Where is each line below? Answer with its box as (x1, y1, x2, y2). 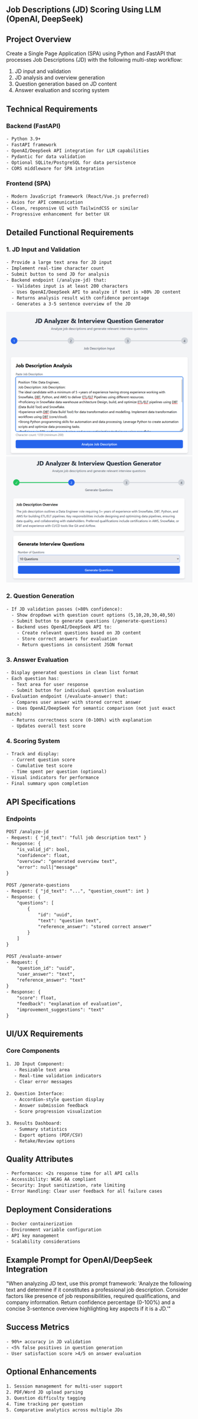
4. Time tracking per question (6, 1401, 83, 1407)
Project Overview (6, 34, 72, 44)
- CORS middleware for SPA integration (6, 166, 105, 172)
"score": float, (17, 995, 57, 1001)
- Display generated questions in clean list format (6, 669, 139, 675)
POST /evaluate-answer (6, 953, 62, 959)
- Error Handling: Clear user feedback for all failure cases (6, 1188, 163, 1195)
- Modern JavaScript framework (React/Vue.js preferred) (6, 193, 150, 199)
